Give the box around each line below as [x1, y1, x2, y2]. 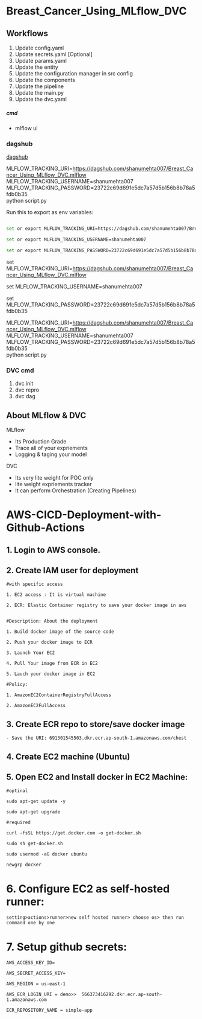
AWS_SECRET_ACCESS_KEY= [6, 970, 66, 977]
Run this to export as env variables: [6, 209, 94, 216]
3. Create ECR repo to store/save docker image [6, 719, 185, 729]
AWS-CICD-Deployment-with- [6, 508, 162, 522]
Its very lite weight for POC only [14, 474, 94, 481]
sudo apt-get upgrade [6, 809, 61, 815]
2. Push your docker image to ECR [6, 640, 93, 646]
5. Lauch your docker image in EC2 [6, 671, 96, 677]
